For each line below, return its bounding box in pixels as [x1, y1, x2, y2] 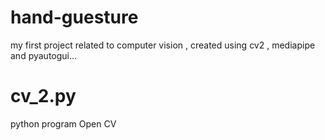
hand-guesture [10, 6, 139, 29]
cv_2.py [10, 85, 77, 108]
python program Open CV [10, 117, 117, 130]
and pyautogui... [10, 49, 78, 61]
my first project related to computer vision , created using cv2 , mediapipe [10, 39, 316, 51]
